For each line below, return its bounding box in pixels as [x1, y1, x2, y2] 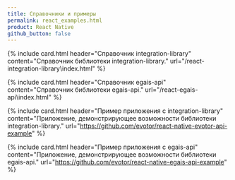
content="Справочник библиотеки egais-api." [7, 85, 144, 94]
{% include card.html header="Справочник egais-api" [7, 78, 167, 87]
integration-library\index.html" [7, 64, 95, 73]
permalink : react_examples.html [7, 17, 102, 24]
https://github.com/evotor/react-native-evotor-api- [80, 121, 228, 131]
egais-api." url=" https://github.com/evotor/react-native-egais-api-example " [7, 158, 227, 167]
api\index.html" [7, 93, 52, 102]
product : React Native [7, 23, 74, 30]
